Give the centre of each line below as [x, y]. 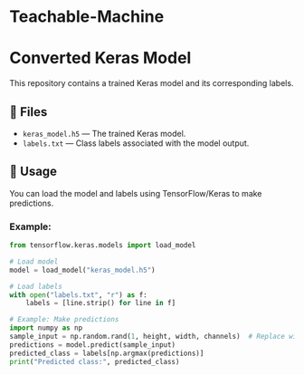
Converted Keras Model [100, 58]
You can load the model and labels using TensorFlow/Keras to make [136, 193]
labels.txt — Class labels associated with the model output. [136, 143]
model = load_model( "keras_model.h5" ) [82, 270]
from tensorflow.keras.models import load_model [103, 245]
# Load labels [36, 286]
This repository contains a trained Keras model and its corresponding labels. [152, 83]
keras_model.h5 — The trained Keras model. [104, 133]
